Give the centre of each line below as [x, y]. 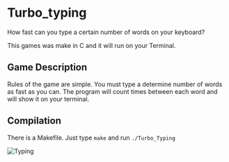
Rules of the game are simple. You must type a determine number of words [115, 84]
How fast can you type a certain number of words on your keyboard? [106, 32]
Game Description [47, 67]
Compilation [34, 121]
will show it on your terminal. [48, 99]
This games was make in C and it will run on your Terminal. [92, 45]
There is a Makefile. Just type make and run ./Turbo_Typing [92, 138]
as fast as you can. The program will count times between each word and [112, 91]
